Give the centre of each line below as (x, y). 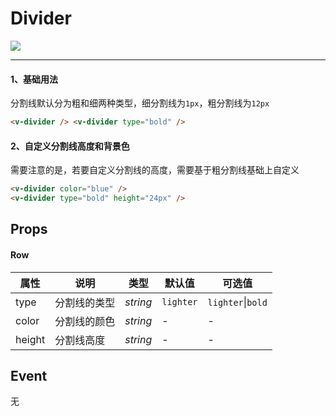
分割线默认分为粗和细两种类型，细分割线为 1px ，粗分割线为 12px (140, 103)
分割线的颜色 (85, 321)
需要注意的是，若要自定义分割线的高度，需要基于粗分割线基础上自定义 (155, 170)
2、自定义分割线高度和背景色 (70, 146)
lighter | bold (237, 302)
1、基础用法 (34, 79)
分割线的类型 (85, 302)
